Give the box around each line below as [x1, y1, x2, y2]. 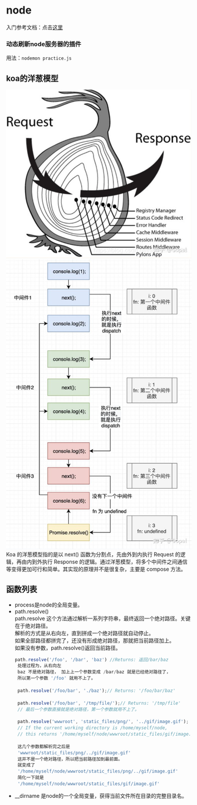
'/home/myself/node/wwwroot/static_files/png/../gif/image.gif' [17, 768, 178, 774]
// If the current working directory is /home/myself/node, [17, 725, 168, 731]
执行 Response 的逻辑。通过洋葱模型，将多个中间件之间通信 [42, 558, 188, 565]
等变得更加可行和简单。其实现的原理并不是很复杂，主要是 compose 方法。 [6, 565, 186, 572]
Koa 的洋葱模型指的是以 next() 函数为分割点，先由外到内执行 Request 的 [6, 551, 181, 558]
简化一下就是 [17, 775, 44, 781]
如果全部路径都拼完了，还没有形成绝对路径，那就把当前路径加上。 [14, 637, 175, 644]
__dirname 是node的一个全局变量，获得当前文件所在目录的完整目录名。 [14, 792, 187, 799]
